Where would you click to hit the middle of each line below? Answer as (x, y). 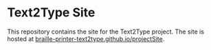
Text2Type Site (51, 13)
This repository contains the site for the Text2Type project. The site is (106, 32)
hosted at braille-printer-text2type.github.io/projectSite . (86, 38)
